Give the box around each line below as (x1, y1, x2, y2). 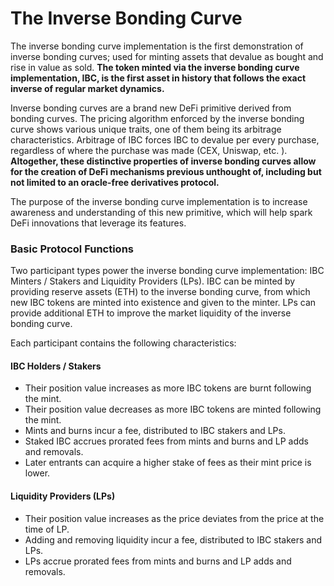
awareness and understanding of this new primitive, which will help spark (10, 206, 313, 218)
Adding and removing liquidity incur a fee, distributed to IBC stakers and (24, 533, 323, 546)
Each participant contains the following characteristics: (10, 337, 237, 349)
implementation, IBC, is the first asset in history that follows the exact (10, 72, 307, 84)
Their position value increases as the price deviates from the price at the (24, 512, 325, 524)
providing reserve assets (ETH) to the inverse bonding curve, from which (10, 286, 311, 298)
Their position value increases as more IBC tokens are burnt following (24, 382, 312, 394)
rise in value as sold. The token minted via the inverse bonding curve (10, 61, 300, 73)
